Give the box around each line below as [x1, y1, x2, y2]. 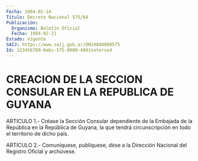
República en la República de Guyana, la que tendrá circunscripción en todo [6, 124, 191, 131]
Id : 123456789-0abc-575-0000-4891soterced [6, 47, 112, 53]
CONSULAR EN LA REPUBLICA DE [6, 85, 174, 98]
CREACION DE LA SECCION [6, 72, 143, 86]
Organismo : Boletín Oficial [11, 25, 81, 31]
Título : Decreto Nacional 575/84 [6, 14, 89, 20]
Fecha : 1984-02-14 [6, 8, 51, 15]
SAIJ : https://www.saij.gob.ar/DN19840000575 [6, 42, 120, 48]
